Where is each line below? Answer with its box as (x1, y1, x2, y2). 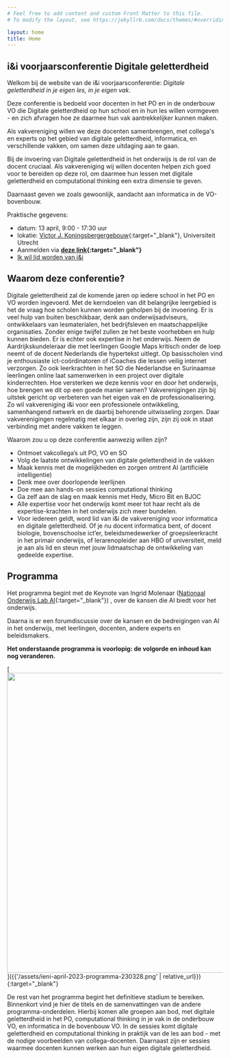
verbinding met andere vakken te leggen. (7, 422, 123, 430)
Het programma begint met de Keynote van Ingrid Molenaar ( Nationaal (7, 589, 205, 597)
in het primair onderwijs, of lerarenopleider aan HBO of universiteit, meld (16, 536, 222, 544)
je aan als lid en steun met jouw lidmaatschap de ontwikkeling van (16, 543, 203, 552)
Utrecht (16, 239, 39, 247)
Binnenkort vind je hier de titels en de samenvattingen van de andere (7, 1000, 201, 1008)
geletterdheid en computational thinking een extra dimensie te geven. (7, 177, 203, 185)
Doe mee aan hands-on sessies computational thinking (16, 485, 172, 494)
